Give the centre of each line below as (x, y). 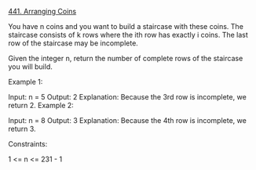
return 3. (22, 129)
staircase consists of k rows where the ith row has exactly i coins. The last (128, 35)
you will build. (31, 67)
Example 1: (26, 82)
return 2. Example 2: (41, 105)
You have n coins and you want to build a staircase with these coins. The (126, 26)
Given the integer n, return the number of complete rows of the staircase (126, 58)
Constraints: (28, 144)
